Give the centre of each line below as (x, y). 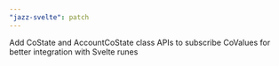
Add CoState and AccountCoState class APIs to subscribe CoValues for (140, 42)
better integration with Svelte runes (74, 51)
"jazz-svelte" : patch (49, 17)
